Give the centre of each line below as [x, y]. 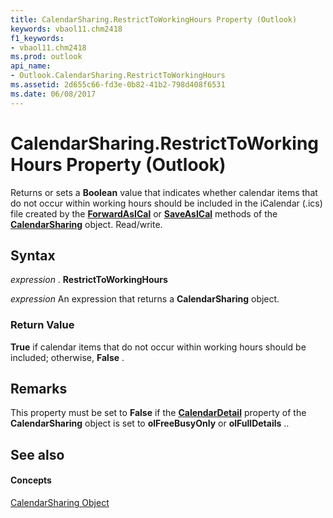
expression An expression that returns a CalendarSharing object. [145, 299]
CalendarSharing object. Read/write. [86, 224]
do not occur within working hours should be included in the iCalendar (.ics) [166, 203]
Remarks [39, 389]
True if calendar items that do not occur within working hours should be [158, 347]
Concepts [31, 480]
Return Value [42, 325]
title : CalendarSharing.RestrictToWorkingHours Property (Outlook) [154, 19]
